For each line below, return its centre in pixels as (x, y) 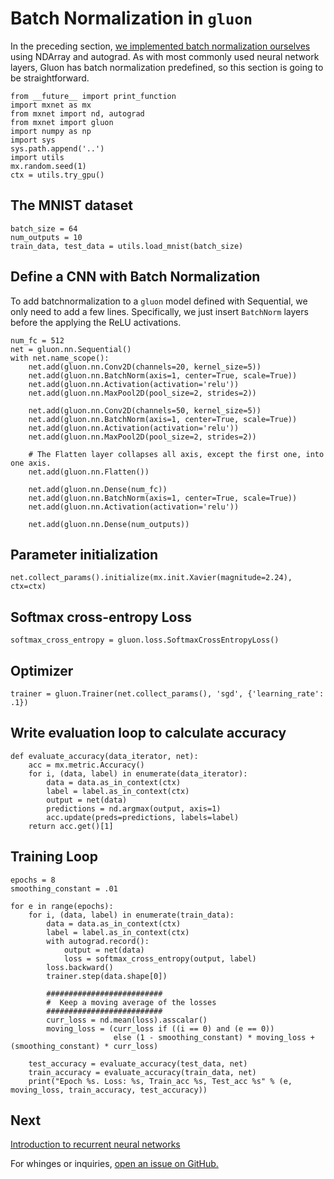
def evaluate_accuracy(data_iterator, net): (104, 756)
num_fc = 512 (37, 340)
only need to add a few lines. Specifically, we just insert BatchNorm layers (159, 311)
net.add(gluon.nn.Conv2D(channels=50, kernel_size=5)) (145, 410)
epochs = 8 (33, 880)
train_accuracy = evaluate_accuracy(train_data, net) (142, 1072)
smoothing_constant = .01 (64, 888)
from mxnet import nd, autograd (77, 113)
